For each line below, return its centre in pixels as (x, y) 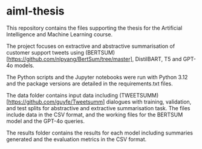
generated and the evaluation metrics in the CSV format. (77, 139)
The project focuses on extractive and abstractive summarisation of (91, 46)
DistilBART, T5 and (158, 59)
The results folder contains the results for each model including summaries (100, 133)
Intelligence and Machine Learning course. (60, 34)
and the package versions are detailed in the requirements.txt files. (90, 84)
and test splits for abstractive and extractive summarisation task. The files (98, 108)
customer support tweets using (45, 52)
